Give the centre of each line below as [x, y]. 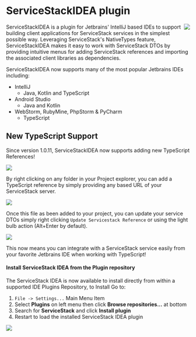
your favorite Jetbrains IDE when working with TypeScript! [76, 254]
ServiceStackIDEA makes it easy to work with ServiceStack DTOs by [88, 46]
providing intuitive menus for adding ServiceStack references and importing [97, 51]
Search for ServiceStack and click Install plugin [73, 310]
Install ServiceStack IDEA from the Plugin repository [71, 267]
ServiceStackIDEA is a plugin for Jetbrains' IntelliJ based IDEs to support [94, 27]
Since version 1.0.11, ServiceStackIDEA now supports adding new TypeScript [98, 150]
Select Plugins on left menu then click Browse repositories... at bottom [101, 304]
